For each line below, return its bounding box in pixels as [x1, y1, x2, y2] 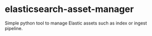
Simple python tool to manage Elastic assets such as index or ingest [5, 20, 147, 26]
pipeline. [5, 25, 23, 31]
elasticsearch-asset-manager [5, 3, 134, 15]
